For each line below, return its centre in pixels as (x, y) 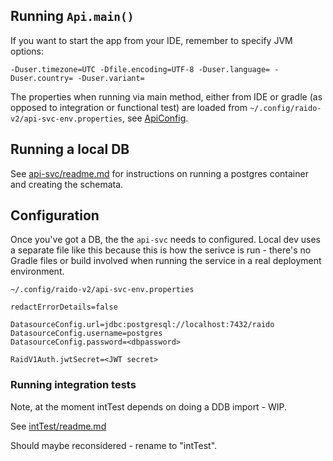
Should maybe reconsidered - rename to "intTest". (114, 445)
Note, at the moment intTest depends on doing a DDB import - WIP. (149, 406)
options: (27, 51)
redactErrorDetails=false (64, 307)
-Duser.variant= (111, 78)
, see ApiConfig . (155, 118)
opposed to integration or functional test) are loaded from (129, 107)
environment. (37, 271)
